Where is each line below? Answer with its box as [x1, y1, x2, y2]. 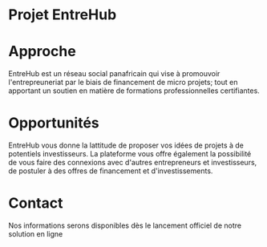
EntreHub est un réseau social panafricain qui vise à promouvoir [8, 69, 220, 79]
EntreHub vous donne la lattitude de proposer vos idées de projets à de [8, 140, 245, 150]
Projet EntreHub [8, 6, 117, 24]
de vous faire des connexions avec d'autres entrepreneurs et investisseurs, [8, 158, 257, 168]
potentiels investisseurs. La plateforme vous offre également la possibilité [8, 149, 252, 159]
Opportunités [8, 114, 100, 132]
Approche [8, 43, 76, 61]
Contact [8, 194, 63, 213]
